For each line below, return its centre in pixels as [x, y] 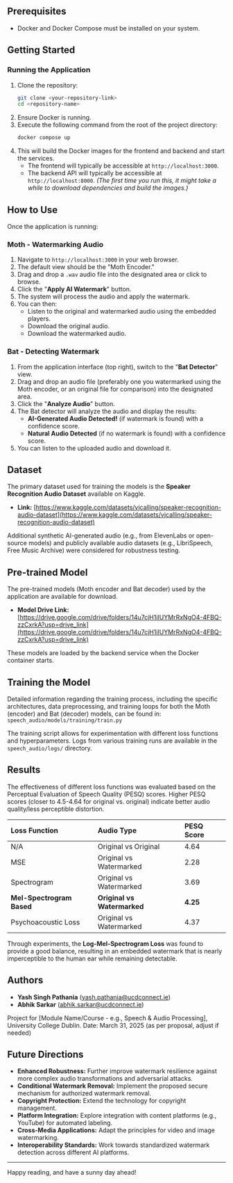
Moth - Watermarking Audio [55, 244]
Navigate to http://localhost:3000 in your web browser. [98, 259]
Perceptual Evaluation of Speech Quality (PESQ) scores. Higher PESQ [106, 794]
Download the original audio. [68, 326]
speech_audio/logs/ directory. [50, 748]
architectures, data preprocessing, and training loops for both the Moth [109, 706]
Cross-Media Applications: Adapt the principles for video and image [116, 1130]
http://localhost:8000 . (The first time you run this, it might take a [122, 181]
